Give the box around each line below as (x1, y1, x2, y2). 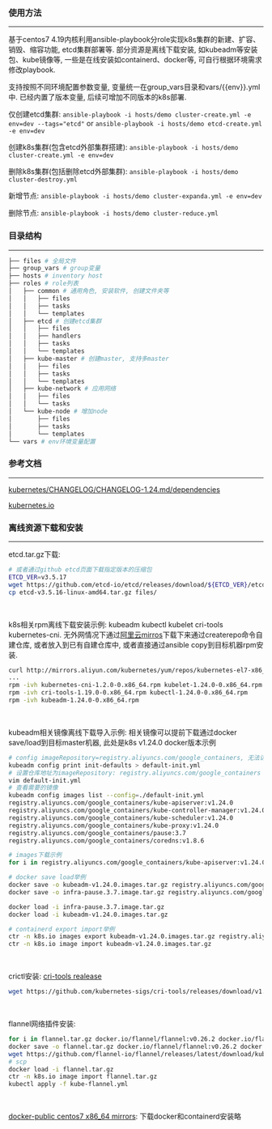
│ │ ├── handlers (8, 332, 82, 341)
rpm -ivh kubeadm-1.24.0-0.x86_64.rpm (8, 696, 139, 705)
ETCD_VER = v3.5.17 (8, 573, 67, 581)
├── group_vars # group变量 (8, 265, 101, 273)
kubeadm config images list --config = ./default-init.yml (8, 792, 205, 800)
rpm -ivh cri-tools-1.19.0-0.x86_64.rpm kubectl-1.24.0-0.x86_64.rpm (8, 689, 249, 697)
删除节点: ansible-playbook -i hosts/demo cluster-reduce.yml (8, 208, 219, 218)
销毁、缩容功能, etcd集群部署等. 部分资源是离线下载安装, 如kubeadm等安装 (8, 45, 258, 54)
